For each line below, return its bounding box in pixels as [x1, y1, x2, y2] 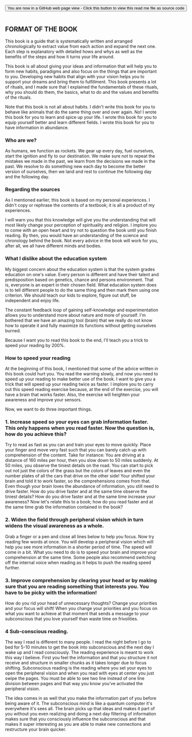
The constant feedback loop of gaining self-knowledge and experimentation [5, 307, 159, 313]
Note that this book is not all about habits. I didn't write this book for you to [5, 104, 155, 109]
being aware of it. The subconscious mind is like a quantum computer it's [5, 700, 152, 706]
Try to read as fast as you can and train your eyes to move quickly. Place [5, 442, 151, 448]
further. [5, 564, 21, 570]
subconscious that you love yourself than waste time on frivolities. [5, 616, 138, 622]
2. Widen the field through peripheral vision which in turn [5, 516, 144, 523]
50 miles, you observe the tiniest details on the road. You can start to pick [5, 462, 153, 469]
